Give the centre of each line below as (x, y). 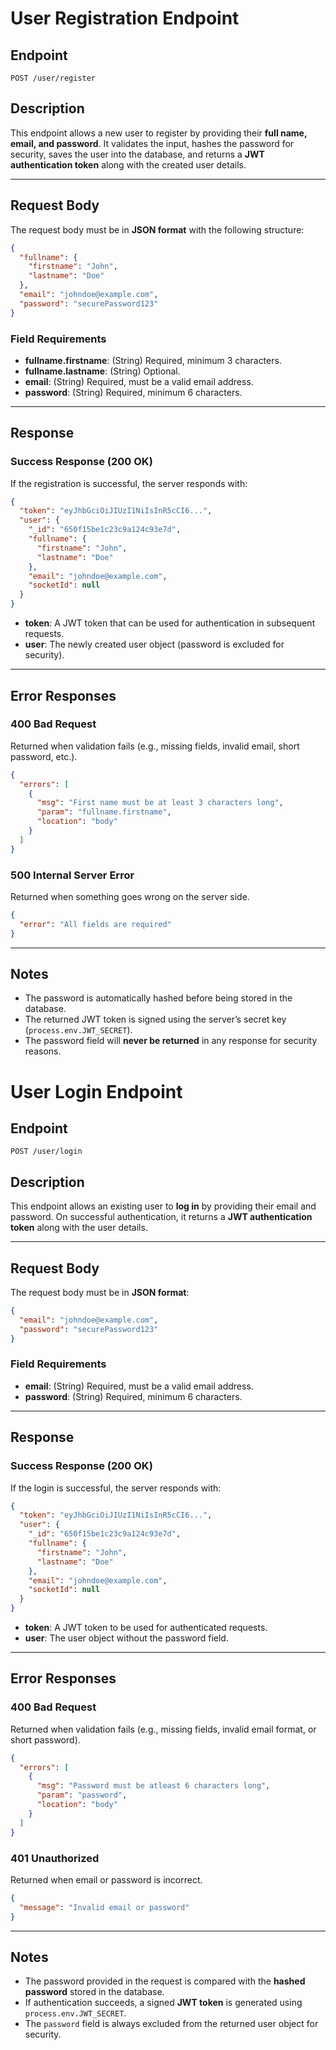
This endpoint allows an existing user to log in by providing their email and (163, 1206)
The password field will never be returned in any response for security (171, 1041)
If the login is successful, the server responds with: (116, 1488)
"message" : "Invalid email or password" (104, 1907)
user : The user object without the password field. (126, 1638)
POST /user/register (53, 78)
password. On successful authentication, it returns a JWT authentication (161, 1217)
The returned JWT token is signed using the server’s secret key (155, 1019)
